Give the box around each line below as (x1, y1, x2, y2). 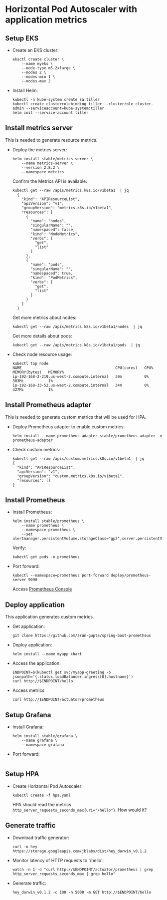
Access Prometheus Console (12, 586, 72, 592)
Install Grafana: (12, 724, 44, 730)
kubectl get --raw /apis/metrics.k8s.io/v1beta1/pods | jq (12, 342, 140, 347)
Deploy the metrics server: (12, 146, 67, 153)
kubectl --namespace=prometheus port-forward (12, 573, 109, 578)
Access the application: (12, 660, 61, 666)
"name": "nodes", (30, 218, 66, 223)
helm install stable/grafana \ (12, 734, 78, 739)
